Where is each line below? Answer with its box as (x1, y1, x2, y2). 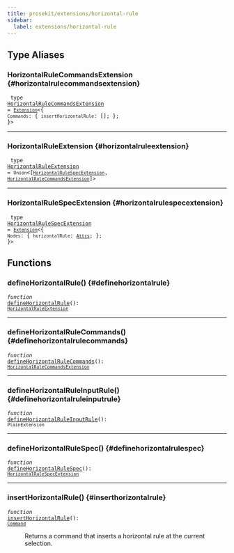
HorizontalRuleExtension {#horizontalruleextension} (7, 141, 189, 150)
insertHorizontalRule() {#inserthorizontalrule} (7, 492, 166, 502)
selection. (24, 539, 53, 547)
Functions (7, 257, 52, 269)
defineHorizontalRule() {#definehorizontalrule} (7, 278, 171, 288)
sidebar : (7, 17, 33, 24)
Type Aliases (7, 49, 65, 61)
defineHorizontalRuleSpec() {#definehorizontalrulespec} (7, 443, 205, 453)
